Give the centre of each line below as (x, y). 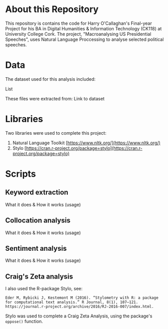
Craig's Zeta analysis (39, 276)
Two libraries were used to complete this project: (56, 133)
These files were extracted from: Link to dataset (55, 98)
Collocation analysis (38, 221)
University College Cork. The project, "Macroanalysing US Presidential (78, 34)
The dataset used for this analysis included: (50, 79)
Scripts (21, 174)
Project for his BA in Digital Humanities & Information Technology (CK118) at (83, 28)
